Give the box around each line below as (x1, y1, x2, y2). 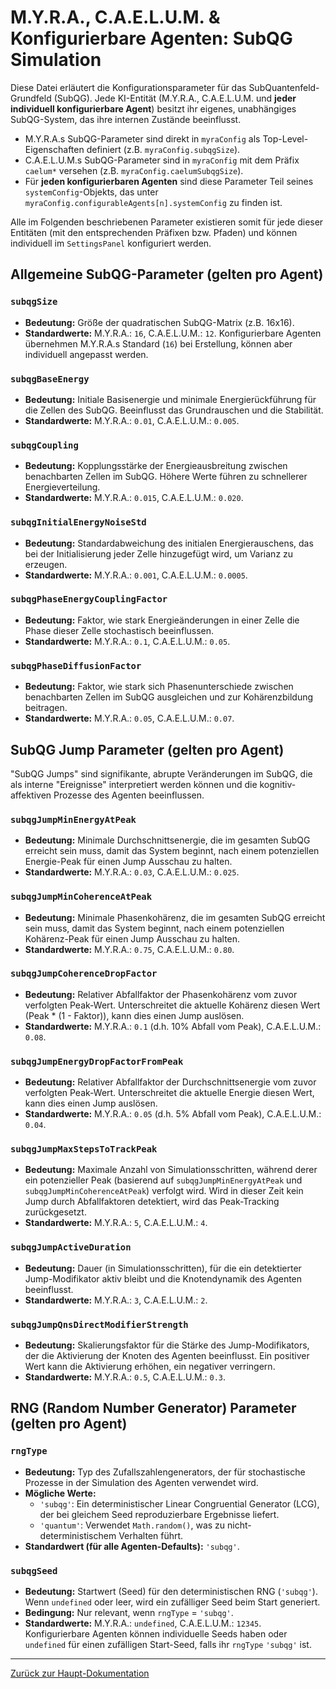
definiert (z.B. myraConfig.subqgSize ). (86, 143, 241, 155)
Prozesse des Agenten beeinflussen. (53, 789, 205, 801)
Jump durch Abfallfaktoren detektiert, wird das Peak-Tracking (24, 1196, 280, 1208)
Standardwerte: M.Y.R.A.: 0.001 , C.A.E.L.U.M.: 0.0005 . (24, 569, 248, 581)
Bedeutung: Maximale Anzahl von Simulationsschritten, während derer (24, 1164, 318, 1176)
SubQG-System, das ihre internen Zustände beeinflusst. (10, 113, 242, 125)
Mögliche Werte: (24, 1487, 97, 1499)
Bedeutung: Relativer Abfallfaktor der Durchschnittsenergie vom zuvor (24, 1076, 317, 1088)
